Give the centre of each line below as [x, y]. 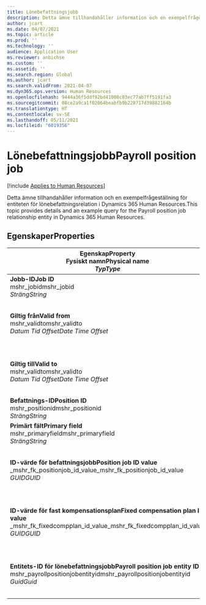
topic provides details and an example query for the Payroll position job [97, 211]
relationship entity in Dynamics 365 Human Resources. [76, 217]
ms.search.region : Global [40, 75]
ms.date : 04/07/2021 [33, 29]
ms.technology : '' [30, 46]
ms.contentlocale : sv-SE [39, 114]
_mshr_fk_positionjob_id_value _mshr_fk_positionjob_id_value [97, 470]
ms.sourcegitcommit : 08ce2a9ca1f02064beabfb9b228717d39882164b [89, 103]
